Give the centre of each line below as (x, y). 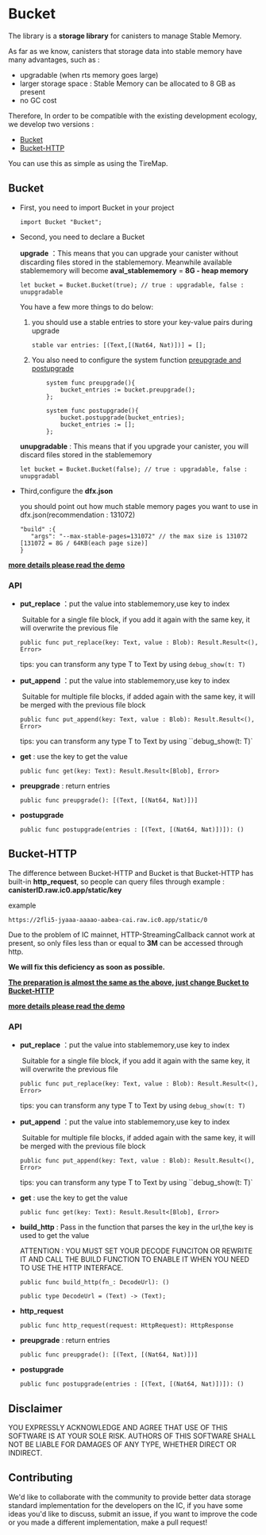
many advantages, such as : (54, 60)
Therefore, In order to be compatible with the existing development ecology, (133, 115)
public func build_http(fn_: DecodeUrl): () (94, 1282)
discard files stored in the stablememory (86, 454)
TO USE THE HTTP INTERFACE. (71, 1268)
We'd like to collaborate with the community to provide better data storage (130, 1497)
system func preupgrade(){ (91, 383)
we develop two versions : (51, 124)
